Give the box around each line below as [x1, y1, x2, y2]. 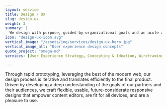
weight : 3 [5, 21, 26, 26]
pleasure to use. [5, 98, 38, 104]
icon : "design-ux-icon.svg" [5, 35, 64, 40]
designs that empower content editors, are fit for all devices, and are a [5, 92, 149, 98]
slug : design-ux [5, 16, 39, 21]
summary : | [5, 26, 28, 31]
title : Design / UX [5, 12, 46, 17]
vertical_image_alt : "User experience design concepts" [5, 44, 123, 49]
